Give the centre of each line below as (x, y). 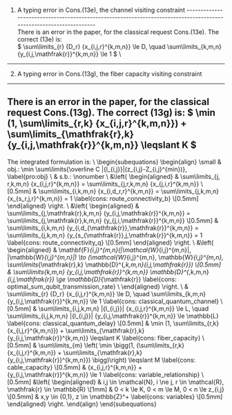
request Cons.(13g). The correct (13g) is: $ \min (112, 113)
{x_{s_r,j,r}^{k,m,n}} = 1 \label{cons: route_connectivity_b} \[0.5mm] (103, 198)
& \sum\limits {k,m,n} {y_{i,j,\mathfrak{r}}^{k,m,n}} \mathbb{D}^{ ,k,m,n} (108, 271)
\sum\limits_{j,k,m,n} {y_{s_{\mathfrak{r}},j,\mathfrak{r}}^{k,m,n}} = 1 (105, 235)
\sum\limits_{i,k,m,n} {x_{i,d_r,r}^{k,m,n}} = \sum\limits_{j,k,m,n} (129, 191)
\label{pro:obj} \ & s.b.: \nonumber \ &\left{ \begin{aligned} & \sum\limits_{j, (114, 176)
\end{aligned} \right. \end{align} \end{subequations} (82, 404)
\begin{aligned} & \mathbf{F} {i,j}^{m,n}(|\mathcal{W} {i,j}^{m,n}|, (99, 250)
